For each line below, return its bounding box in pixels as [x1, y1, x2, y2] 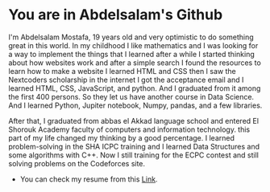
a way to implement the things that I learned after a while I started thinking [8, 49, 255, 59]
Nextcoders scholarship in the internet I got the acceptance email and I [8, 75, 244, 84]
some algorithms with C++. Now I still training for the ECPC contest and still [8, 150, 260, 160]
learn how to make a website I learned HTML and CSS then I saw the [8, 66, 236, 76]
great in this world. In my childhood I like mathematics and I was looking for [8, 40, 259, 50]
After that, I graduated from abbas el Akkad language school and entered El [8, 116, 260, 125]
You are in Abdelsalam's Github [8, 6, 223, 24]
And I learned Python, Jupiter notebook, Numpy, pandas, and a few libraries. [8, 100, 263, 110]
